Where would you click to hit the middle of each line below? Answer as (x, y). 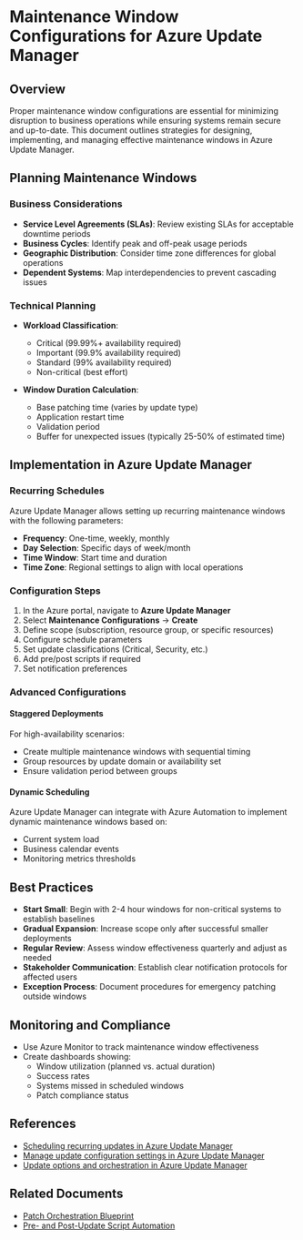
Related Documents (66, 1194)
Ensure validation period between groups (100, 771)
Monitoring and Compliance (90, 1025)
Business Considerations (66, 204)
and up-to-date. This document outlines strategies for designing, (131, 130)
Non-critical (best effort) (82, 371)
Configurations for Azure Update (136, 36)
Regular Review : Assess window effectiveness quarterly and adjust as (155, 948)
